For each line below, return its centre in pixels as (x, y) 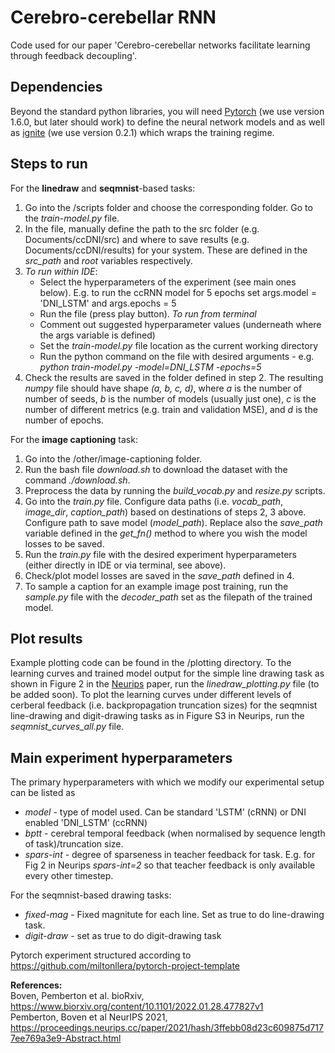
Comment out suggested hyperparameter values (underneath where (180, 324)
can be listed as (43, 793)
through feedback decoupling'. (73, 55)
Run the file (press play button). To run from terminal (148, 313)
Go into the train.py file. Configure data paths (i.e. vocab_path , (154, 501)
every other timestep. (69, 876)
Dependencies (56, 87)
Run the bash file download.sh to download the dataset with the (156, 469)
